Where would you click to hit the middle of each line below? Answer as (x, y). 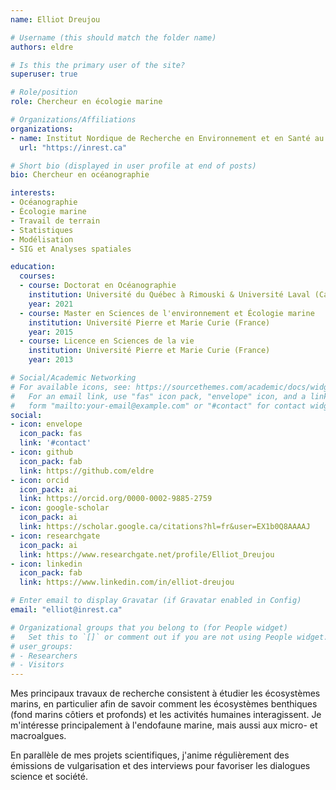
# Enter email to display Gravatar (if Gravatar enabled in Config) (156, 601)
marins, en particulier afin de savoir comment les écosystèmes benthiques (164, 704)
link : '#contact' (55, 443)
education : (33, 267)
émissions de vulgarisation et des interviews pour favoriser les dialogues (160, 766)
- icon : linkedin (46, 564)
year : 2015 (51, 332)
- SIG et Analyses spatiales (71, 249)
